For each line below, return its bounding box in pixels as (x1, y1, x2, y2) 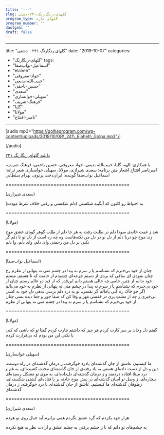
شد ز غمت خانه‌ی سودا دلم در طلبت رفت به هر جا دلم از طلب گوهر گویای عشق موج (5, 229, 159, 235)
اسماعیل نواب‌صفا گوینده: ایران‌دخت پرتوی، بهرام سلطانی (5, 172, 110, 178)
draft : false (5, 30, 32, 35)
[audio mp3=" (5, 128, 34, 134)
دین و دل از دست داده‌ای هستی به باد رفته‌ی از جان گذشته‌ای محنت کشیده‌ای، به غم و (5, 366, 159, 371)
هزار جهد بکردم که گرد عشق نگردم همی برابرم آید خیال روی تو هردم (5, 415, 129, 420)
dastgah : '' (5, 25, 30, 30)
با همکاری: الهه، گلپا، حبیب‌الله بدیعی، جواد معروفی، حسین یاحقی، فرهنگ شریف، (5, 162, 150, 167)
